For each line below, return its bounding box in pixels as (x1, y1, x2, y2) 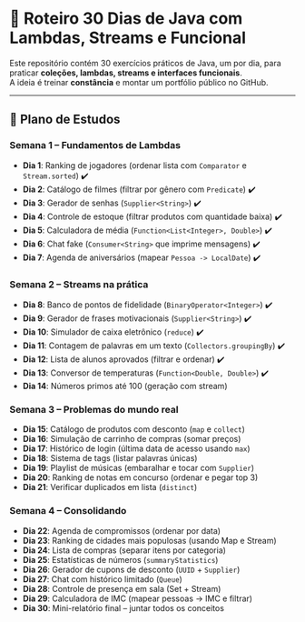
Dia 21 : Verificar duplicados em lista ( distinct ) (22, 482, 198, 493)
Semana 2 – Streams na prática (9, 277, 149, 290)
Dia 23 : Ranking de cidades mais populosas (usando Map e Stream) (22, 535, 277, 546)
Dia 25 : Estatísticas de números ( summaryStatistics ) (22, 554, 219, 565)
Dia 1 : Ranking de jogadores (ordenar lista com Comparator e (22, 159, 247, 171)
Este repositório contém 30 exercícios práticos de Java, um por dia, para (9, 57, 281, 68)
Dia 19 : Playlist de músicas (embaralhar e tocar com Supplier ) (22, 463, 255, 474)
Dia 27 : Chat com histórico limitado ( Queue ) (22, 573, 183, 585)
